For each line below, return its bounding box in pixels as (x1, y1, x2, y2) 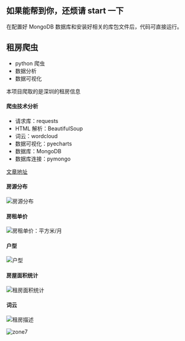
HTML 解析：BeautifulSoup (15, 125, 83, 132)
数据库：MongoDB (15, 147, 62, 154)
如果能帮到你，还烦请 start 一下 (6, 5, 124, 16)
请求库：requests (15, 117, 59, 124)
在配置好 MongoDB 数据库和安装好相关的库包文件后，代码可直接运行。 (6, 23, 183, 30)
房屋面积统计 (6, 272, 38, 279)
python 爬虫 (15, 59, 45, 67)
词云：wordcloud (15, 132, 58, 139)
